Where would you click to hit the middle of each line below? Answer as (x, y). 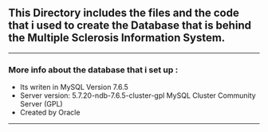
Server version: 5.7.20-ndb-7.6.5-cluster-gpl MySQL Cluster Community (138, 95)
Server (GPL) (41, 104)
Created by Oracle (50, 113)
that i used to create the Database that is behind (130, 26)
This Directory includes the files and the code (124, 13)
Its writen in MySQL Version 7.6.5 (74, 87)
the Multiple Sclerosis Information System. (117, 38)
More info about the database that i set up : (93, 69)
